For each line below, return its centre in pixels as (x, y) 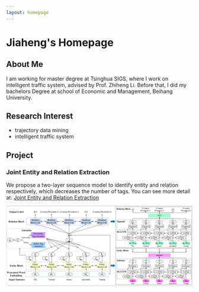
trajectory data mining (42, 130)
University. (19, 97)
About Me (25, 64)
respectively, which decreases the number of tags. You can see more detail (98, 191)
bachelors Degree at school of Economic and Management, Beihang (89, 91)
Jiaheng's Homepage (60, 42)
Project (20, 155)
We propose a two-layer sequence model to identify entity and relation (92, 185)
